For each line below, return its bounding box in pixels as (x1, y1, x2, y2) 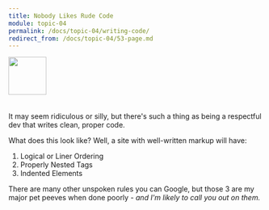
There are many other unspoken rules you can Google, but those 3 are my (8, 184, 254, 194)
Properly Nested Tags (19, 160, 93, 170)
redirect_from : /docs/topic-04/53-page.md (8, 34, 153, 43)
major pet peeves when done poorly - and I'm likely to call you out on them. (8, 193, 261, 203)
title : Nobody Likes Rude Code (8, 11, 114, 20)
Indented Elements (19, 169, 83, 178)
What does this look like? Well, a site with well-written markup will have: (8, 136, 248, 145)
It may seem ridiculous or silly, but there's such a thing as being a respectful (8, 111, 262, 121)
